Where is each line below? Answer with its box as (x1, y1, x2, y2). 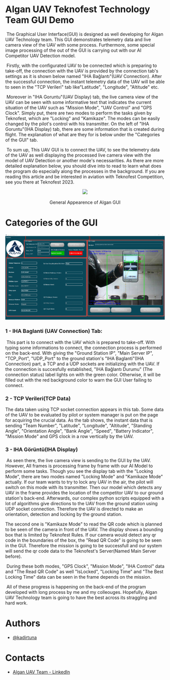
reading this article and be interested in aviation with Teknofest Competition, (5, 173, 164, 179)
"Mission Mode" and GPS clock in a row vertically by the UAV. (5, 433, 134, 439)
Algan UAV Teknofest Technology (5, 4, 150, 15)
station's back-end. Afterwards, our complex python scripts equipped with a (5, 495, 164, 501)
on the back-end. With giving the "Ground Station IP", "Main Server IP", (5, 350, 153, 356)
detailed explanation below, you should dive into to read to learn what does (5, 163, 162, 169)
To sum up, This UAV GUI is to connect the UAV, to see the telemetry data (6, 146, 160, 153)
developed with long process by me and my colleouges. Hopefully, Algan (5, 589, 158, 595)
